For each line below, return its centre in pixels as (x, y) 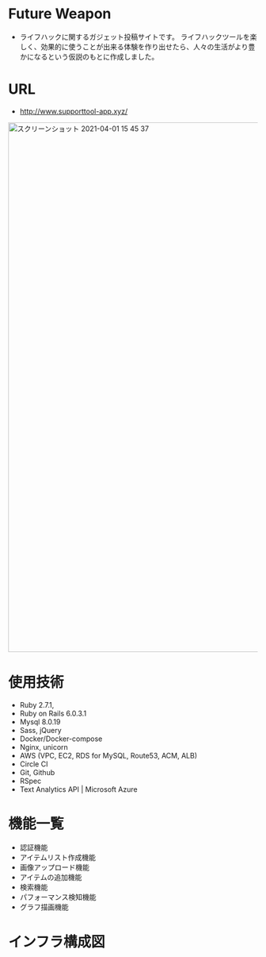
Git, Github (37, 772)
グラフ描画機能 (44, 907)
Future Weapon (60, 14)
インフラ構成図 (57, 942)
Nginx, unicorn (44, 747)
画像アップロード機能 (54, 867)
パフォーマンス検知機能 (58, 897)
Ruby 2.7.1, (37, 704)
